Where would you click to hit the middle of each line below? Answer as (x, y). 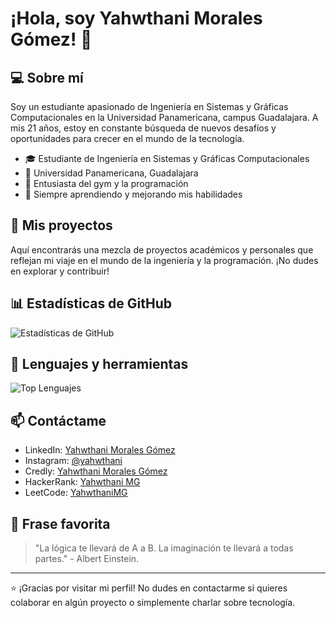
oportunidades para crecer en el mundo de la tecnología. (127, 138)
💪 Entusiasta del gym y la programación (106, 183)
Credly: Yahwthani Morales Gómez (96, 471)
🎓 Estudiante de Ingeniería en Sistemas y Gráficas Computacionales (167, 158)
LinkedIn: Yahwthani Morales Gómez (100, 450)
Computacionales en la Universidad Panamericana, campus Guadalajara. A (164, 117)
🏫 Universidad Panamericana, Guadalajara (111, 173)
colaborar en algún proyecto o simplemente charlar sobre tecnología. (153, 603)
